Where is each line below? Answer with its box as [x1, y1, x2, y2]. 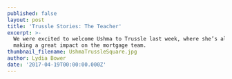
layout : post [7, 16, 45, 23]
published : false [7, 10, 57, 17]
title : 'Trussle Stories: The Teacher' [7, 23, 122, 30]
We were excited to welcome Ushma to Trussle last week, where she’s [13, 36, 217, 43]
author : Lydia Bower [7, 55, 67, 62]
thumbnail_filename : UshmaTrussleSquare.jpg [7, 49, 137, 56]
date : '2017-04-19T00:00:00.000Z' [7, 61, 107, 68]
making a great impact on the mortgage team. [13, 42, 147, 49]
